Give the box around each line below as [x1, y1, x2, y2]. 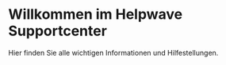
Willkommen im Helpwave [8, 5, 183, 23]
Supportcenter [8, 22, 107, 40]
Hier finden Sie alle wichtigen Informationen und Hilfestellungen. [8, 48, 219, 57]
